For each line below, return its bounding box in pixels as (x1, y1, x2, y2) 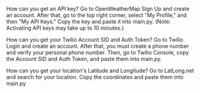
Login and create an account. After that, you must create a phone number (6, 42, 189, 50)
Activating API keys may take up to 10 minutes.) (6, 24, 124, 31)
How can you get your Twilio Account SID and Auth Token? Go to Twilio (6, 36, 184, 43)
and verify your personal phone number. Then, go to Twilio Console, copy (6, 49, 189, 56)
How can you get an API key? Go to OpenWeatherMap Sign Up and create (6, 5, 190, 12)
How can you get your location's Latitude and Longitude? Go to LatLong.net (6, 67, 195, 74)
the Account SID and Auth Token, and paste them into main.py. (6, 56, 162, 62)
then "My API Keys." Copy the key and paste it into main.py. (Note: (6, 18, 171, 25)
